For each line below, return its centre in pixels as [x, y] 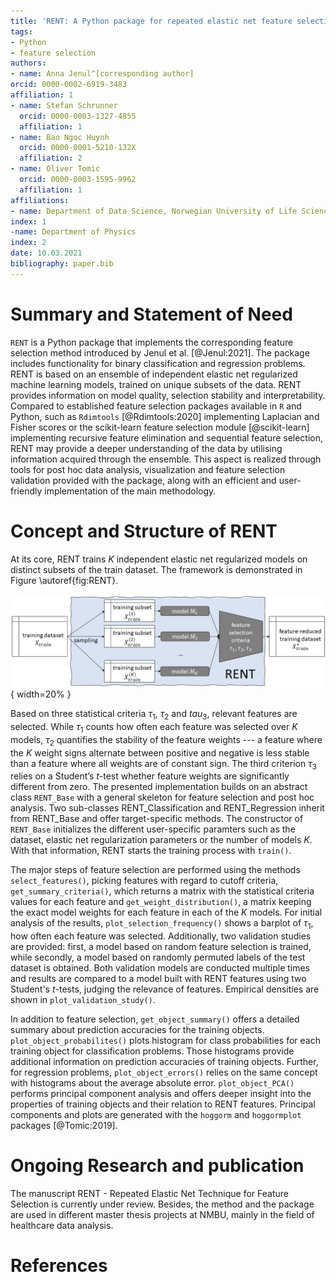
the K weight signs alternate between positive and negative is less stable [160, 752]
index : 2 [28, 243]
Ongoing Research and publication [157, 1166]
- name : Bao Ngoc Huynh [60, 137]
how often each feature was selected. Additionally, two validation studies [161, 936]
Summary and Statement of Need [151, 314]
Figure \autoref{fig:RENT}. [64, 580]
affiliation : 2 [51, 158]
